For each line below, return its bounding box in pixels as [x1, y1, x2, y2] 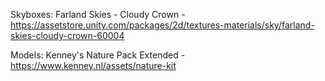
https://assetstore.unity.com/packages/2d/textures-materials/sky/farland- [10, 19, 315, 31]
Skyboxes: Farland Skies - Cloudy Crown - [10, 9, 186, 20]
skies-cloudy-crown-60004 [10, 30, 125, 41]
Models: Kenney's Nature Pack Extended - [10, 49, 186, 61]
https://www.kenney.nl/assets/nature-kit [10, 60, 177, 71]
